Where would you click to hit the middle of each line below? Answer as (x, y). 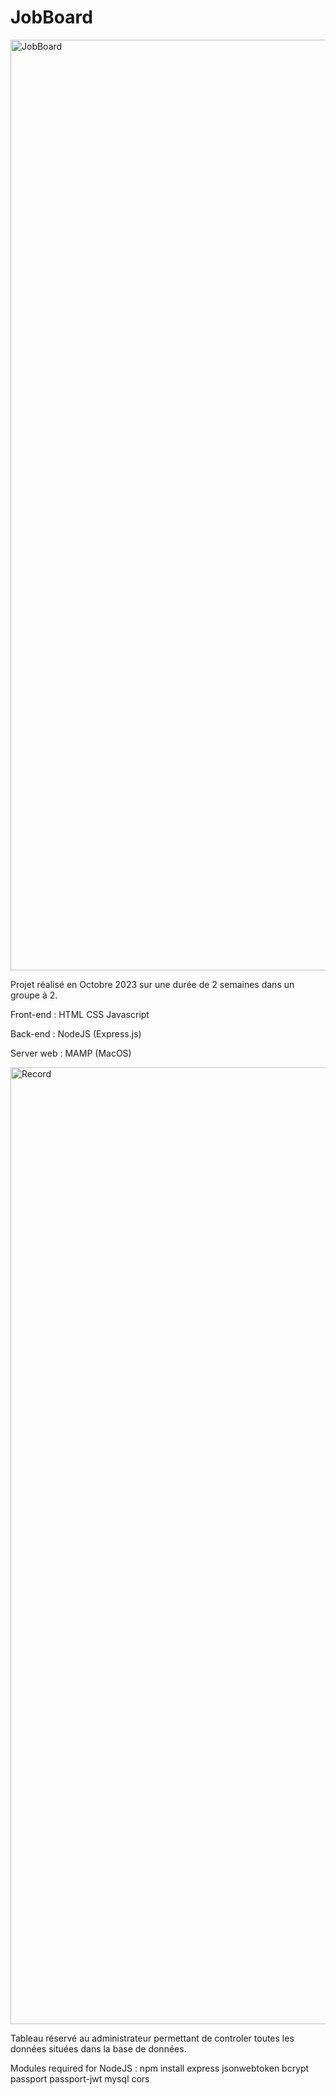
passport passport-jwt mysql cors (80, 2078)
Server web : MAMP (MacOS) (71, 1053)
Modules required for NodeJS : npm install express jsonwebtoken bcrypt (160, 2068)
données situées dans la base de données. (98, 2048)
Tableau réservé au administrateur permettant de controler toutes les (152, 2038)
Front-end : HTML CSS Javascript (80, 1014)
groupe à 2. (34, 995)
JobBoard (51, 17)
